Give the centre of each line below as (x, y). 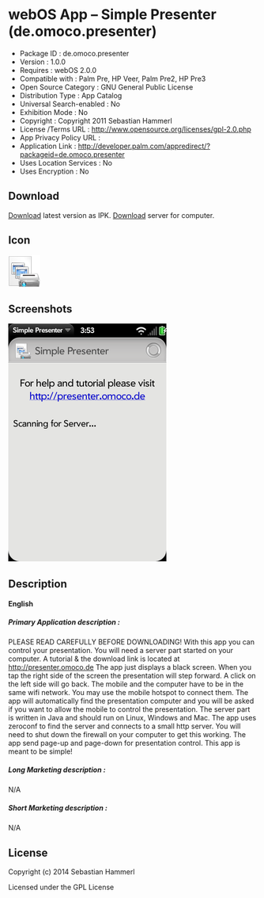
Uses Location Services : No (66, 162)
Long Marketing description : (57, 770)
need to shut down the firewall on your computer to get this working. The (127, 735)
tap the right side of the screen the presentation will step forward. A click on (132, 676)
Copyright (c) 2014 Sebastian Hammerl (72, 872)
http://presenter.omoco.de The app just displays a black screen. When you (130, 667)
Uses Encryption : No (54, 171)
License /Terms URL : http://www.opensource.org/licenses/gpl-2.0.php (135, 129)
